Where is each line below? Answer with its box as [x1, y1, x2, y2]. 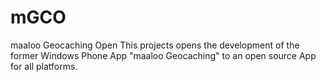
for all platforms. [10, 60, 78, 72]
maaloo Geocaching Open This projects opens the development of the [10, 39, 300, 51]
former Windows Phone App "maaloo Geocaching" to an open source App [10, 49, 317, 61]
